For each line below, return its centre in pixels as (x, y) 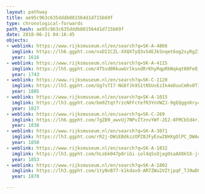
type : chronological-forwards (45, 23)
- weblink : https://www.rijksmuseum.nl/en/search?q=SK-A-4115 (87, 63)
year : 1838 (26, 126)
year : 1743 (26, 74)
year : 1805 (26, 92)
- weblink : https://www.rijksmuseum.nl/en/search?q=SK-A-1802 (87, 165)
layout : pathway (27, 12)
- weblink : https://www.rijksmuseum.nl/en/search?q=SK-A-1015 (87, 97)
